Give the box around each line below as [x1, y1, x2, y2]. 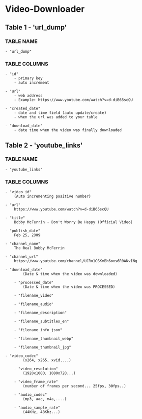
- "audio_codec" [14, 392, 48, 397]
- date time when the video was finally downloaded [14, 128, 122, 133]
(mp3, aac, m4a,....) [23, 397, 67, 402]
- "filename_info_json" [14, 328, 63, 333]
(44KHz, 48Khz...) [23, 410, 60, 415]
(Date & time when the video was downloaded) [23, 272, 118, 277]
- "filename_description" [14, 311, 67, 315]
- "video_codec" [5, 353, 38, 358]
